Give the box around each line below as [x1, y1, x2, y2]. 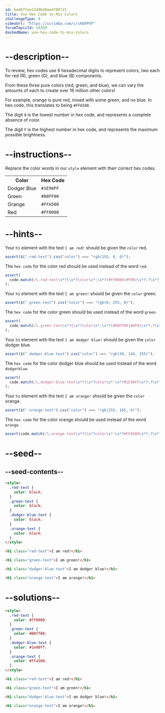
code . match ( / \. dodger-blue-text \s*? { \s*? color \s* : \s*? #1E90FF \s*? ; [9, 380, 151, 385]
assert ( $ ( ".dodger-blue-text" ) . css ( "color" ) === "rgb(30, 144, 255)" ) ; [5, 351, 155, 356]
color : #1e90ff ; [14, 645, 48, 650]
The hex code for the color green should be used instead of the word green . [5, 309, 157, 315]
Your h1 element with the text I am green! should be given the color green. [5, 291, 157, 297]
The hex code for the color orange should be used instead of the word [5, 416, 146, 423]
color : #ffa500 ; [14, 658, 48, 664]
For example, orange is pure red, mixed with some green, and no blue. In [5, 97, 152, 103]
